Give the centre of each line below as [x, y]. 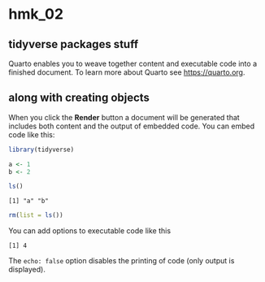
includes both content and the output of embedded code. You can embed [131, 126]
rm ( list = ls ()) [36, 215]
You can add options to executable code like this [90, 231]
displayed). [27, 270]
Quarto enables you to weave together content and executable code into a [133, 63]
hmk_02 [36, 14]
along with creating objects [79, 98]
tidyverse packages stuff [74, 44]
